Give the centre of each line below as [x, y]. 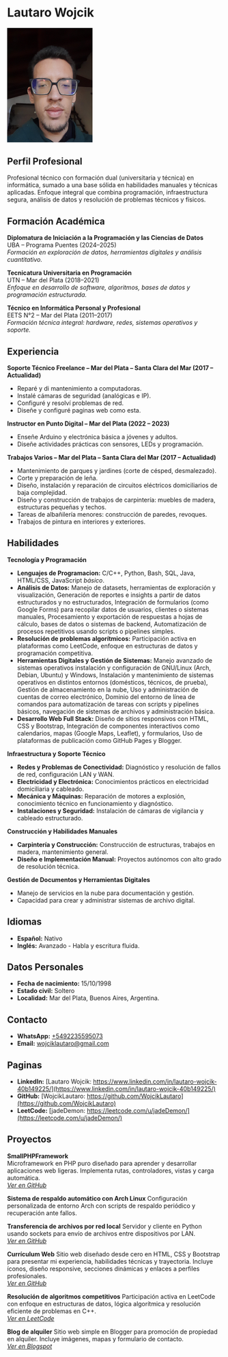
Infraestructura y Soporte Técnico [56, 754]
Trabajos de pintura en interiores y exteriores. [81, 522]
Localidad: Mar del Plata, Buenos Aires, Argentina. [88, 998]
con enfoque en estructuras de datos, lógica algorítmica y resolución [104, 1304]
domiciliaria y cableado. [50, 789]
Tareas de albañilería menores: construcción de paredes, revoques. [112, 515]
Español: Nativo [40, 938]
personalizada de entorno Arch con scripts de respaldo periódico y [101, 1206]
